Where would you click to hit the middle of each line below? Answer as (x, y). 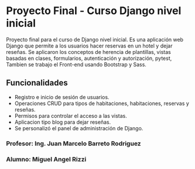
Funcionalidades (37, 83)
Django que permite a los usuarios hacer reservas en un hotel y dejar (89, 46)
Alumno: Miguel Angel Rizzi (46, 159)
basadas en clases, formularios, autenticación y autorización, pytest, (89, 58)
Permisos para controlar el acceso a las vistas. (71, 116)
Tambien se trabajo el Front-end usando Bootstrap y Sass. (76, 64)
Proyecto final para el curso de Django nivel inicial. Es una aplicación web (95, 39)
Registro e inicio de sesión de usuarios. (62, 97)
